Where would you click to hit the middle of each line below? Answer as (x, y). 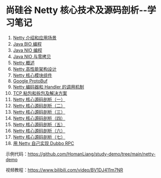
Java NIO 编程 (27, 50)
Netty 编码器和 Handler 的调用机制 (48, 87)
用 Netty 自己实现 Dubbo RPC (43, 143)
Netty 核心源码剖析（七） (39, 137)
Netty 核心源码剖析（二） (39, 105)
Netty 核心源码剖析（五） (39, 124)
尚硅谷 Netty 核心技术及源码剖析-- (76, 10)
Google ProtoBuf (30, 81)
